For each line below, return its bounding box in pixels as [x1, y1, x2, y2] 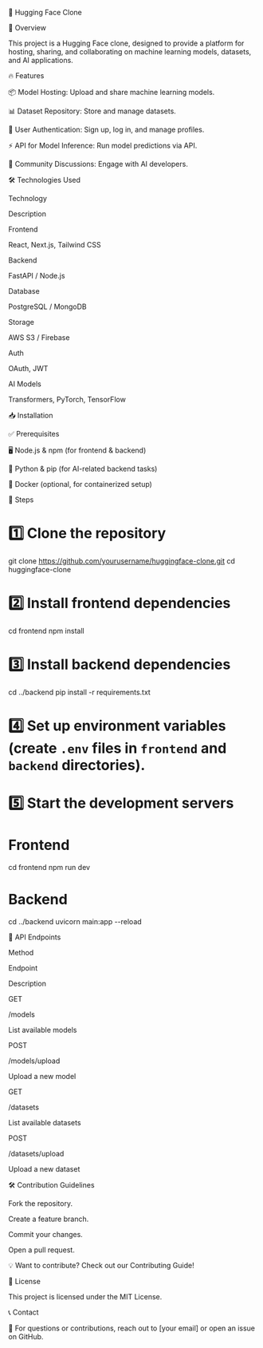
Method [8, 948, 34, 958]
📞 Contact [8, 1307, 39, 1317]
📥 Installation [8, 411, 53, 420]
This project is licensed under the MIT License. [8, 1292, 163, 1302]
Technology [8, 194, 48, 203]
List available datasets [8, 1118, 81, 1128]
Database [8, 287, 40, 295]
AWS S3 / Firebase [8, 333, 70, 342]
